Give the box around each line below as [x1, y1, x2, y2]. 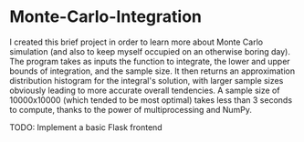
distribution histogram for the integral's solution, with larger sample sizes [9, 75, 284, 86]
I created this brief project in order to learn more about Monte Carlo [9, 36, 263, 47]
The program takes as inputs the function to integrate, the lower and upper [9, 56, 290, 66]
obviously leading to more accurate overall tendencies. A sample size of [9, 85, 280, 96]
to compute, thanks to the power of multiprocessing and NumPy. [9, 104, 253, 115]
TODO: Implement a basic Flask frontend [9, 121, 162, 133]
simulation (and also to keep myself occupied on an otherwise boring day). [9, 46, 290, 56]
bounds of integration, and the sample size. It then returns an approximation [9, 66, 295, 76]
